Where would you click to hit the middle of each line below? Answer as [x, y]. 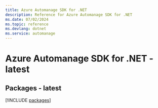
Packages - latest [33, 88]
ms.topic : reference [27, 24]
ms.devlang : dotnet [26, 29]
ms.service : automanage [30, 33]
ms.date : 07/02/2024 [27, 19]
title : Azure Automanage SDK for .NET [46, 10]
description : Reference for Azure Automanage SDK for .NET [69, 15]
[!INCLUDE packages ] [28, 100]
